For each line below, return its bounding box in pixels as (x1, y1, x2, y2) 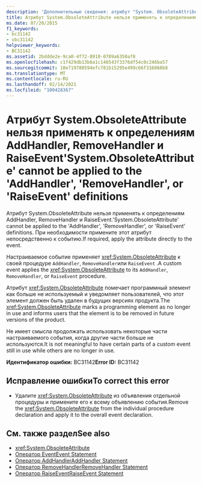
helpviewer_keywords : (6, 43, 61, 49)
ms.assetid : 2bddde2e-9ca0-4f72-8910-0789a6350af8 (6, 54, 136, 60)
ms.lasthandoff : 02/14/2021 (6, 82, 77, 88)
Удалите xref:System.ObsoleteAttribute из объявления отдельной (14, 392, 180, 399)
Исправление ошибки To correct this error (6, 376, 170, 386)
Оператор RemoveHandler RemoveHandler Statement (14, 464, 148, 471)
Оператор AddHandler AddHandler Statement (14, 457, 128, 464)
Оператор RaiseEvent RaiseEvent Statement (14, 470, 124, 477)
